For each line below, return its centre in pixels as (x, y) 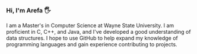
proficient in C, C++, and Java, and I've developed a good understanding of (99, 32)
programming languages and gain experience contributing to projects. (92, 45)
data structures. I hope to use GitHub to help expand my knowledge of (92, 38)
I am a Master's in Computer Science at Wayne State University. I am (90, 26)
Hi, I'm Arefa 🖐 (28, 10)
